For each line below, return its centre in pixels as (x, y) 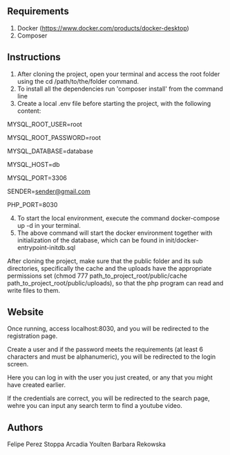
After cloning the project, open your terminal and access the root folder (118, 74)
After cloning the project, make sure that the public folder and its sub (105, 261)
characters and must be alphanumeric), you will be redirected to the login (112, 357)
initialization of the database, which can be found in (90, 240)
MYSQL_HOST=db (33, 164)
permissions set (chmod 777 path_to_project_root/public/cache (97, 276)
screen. (18, 364)
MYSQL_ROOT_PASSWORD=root (54, 137)
